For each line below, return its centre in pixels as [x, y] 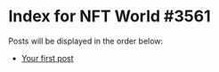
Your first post [47, 58]
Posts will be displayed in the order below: [86, 41]
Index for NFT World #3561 [109, 16]
